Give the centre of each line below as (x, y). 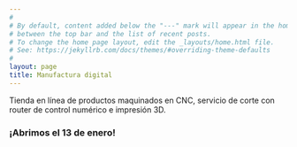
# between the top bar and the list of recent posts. (110, 34)
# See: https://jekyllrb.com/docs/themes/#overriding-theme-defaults (140, 50)
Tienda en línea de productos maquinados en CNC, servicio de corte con (142, 100)
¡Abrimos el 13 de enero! (63, 132)
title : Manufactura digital (61, 75)
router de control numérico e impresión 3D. (88, 109)
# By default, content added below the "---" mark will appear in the (142, 26)
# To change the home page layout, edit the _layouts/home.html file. (142, 42)
